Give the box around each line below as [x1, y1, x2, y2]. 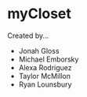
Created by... [7, 31, 49, 40]
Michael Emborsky [18, 54, 79, 64]
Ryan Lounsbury [18, 80, 72, 89]
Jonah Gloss [18, 46, 60, 55]
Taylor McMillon [18, 71, 71, 80]
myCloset [7, 5, 72, 23]
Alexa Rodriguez [18, 62, 72, 72]
